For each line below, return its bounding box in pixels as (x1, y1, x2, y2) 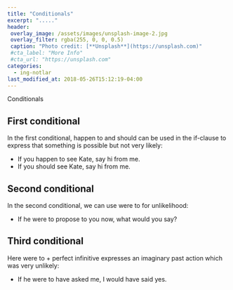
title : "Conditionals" (7, 10, 74, 18)
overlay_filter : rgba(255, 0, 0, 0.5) (10, 37, 124, 44)
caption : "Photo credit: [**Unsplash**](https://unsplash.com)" (10, 43, 202, 50)
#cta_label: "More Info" (10, 50, 83, 57)
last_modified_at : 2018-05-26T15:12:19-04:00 (7, 75, 142, 83)
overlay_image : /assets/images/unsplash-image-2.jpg (10, 29, 168, 37)
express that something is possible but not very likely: (7, 141, 163, 150)
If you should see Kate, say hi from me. (17, 162, 131, 171)
